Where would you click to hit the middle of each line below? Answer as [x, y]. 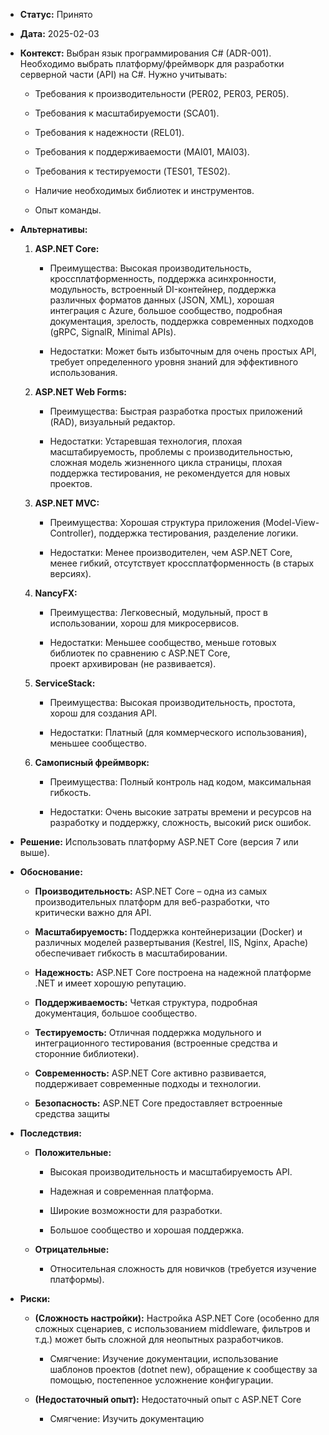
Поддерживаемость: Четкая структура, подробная [146, 1002]
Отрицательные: [72, 1249]
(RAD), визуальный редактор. [112, 422]
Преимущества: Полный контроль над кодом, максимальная [180, 782]
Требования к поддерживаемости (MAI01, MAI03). [142, 152]
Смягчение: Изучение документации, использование [164, 1358]
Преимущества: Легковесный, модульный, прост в [158, 612]
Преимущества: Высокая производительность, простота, [172, 702]
